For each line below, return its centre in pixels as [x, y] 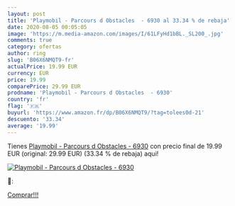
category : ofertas [34, 47]
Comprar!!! [23, 195]
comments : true [30, 40]
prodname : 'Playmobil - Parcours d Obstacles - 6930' [90, 93]
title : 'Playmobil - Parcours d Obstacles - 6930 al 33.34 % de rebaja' [119, 21]
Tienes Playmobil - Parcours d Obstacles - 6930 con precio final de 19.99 [115, 146]
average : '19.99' [33, 126]
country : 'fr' [28, 100]
